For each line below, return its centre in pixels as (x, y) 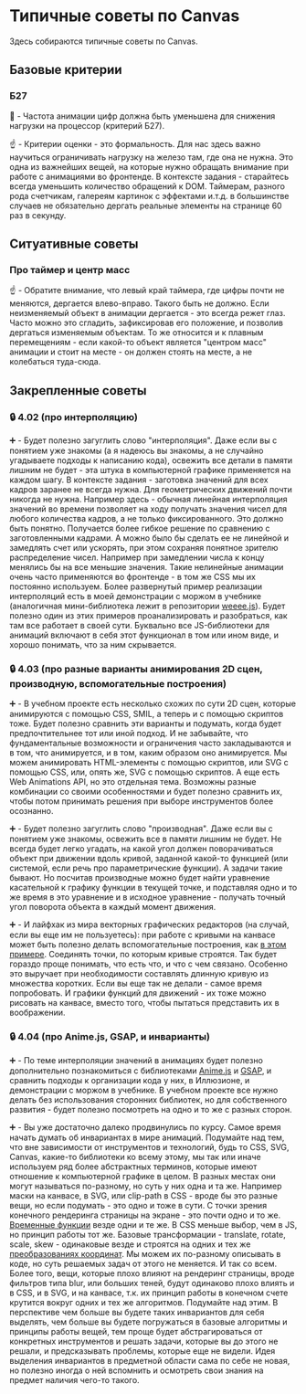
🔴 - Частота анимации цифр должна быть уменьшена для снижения (142, 116)
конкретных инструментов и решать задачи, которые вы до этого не (144, 1341)
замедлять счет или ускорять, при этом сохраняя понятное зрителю (144, 548)
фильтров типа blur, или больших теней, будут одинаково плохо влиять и (152, 1283)
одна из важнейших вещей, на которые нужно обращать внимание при (149, 166)
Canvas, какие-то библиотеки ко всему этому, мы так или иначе (136, 1156)
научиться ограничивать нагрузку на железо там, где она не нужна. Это (152, 157)
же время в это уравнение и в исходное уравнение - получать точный (148, 897)
